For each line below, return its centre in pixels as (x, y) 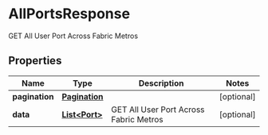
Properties (35, 61)
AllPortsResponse (69, 14)
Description (161, 83)
